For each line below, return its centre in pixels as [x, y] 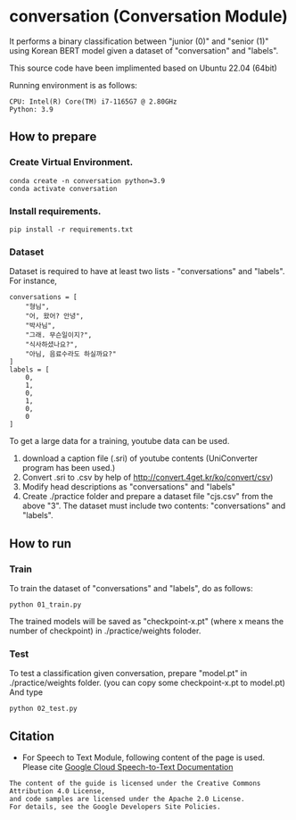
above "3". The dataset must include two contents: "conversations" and [154, 506]
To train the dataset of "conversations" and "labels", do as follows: [131, 588]
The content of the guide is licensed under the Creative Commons [135, 783]
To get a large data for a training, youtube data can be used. [119, 441]
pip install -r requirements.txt [71, 230]
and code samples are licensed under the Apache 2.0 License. [127, 799]
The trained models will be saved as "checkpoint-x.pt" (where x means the [146, 621]
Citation [32, 736]
